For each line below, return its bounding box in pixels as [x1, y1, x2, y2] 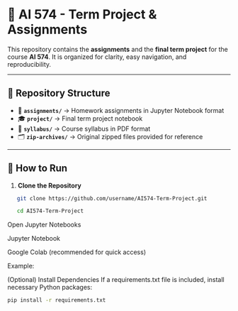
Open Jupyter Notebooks [7, 220, 81, 229]
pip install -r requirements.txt [7, 297, 106, 304]
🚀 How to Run [7, 163, 68, 175]
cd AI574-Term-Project [16, 207, 84, 215]
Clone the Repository [17, 181, 81, 190]
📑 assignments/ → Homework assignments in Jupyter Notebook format [17, 106, 225, 114]
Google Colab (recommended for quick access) [7, 248, 147, 256]
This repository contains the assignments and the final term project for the [7, 45, 228, 53]
